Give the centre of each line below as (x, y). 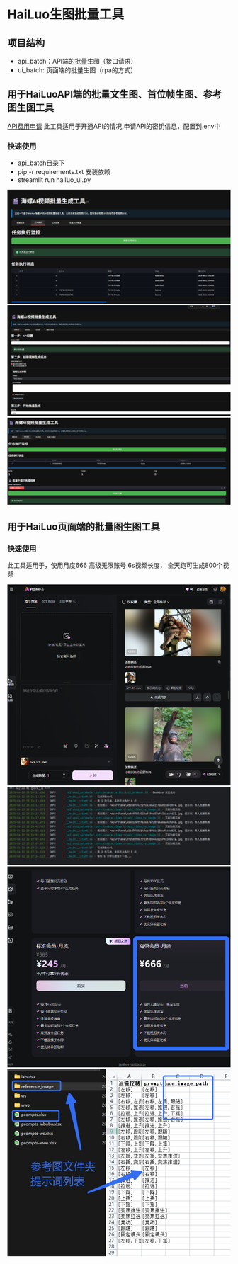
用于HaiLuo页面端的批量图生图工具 (84, 526)
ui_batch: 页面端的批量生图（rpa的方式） (77, 70)
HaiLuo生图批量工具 (66, 15)
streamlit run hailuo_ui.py (54, 180)
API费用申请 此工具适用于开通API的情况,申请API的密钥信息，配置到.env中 (114, 126)
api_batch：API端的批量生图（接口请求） (77, 61)
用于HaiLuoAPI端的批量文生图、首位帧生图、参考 (114, 95)
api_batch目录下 (41, 163)
